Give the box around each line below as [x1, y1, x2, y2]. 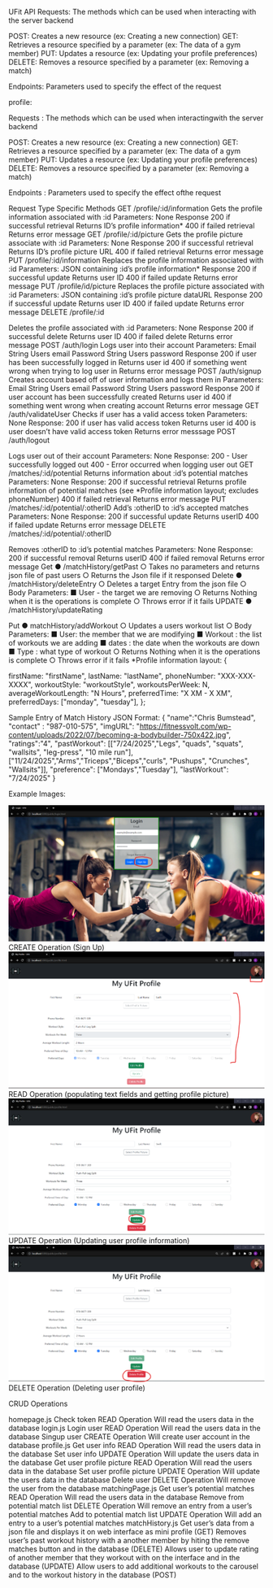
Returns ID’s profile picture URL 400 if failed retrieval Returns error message [8, 247, 264, 256]
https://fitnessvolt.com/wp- [139, 721, 232, 731]
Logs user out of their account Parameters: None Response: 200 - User [8, 451, 248, 460]
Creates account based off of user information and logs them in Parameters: [8, 375, 264, 385]
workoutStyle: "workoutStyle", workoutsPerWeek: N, [34, 680, 210, 690]
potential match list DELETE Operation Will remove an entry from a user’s [8, 1500, 253, 1511]
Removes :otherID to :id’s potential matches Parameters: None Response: [8, 545, 253, 554]
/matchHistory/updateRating [8, 605, 103, 615]
